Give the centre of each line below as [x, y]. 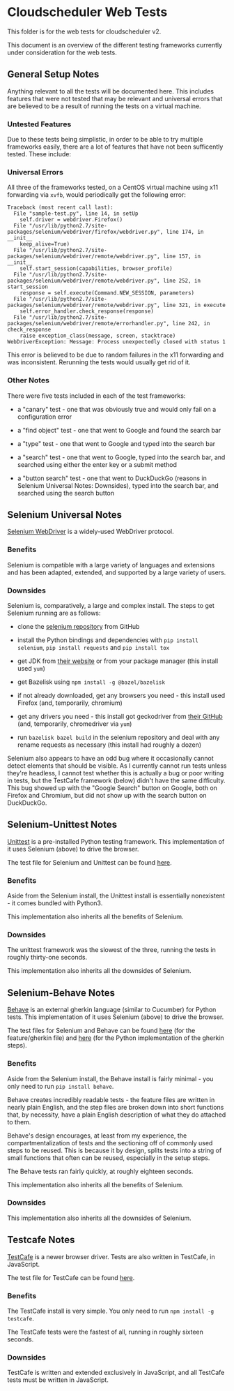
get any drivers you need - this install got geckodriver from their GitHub [120, 717]
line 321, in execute [194, 305]
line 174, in [185, 232]
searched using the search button [66, 493]
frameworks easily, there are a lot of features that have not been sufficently [115, 147]
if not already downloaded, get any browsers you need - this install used [121, 696]
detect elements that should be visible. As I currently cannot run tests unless [117, 766]
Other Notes [29, 380]
